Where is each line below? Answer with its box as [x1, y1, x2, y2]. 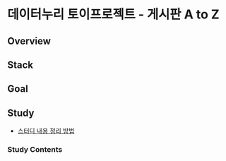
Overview [7, 35, 52, 47]
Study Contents [7, 145, 63, 155]
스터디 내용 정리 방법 [17, 126, 75, 135]
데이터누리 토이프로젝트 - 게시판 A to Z [7, 6, 220, 23]
